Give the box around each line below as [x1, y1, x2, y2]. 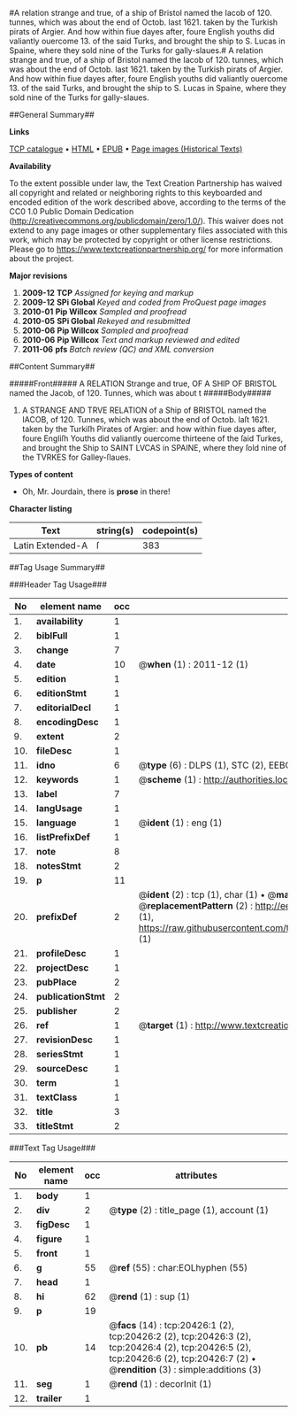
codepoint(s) [142, 524, 199, 537]
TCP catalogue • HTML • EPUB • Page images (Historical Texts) [9, 143, 243, 154]
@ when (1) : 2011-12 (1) [138, 659, 249, 670]
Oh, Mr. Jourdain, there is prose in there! [21, 486, 171, 497]
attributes [175, 1169, 218, 1181]
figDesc [36, 1219, 71, 1230]
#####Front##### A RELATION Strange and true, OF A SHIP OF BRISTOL [9, 378, 278, 389]
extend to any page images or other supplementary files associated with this [9, 225, 288, 236]
